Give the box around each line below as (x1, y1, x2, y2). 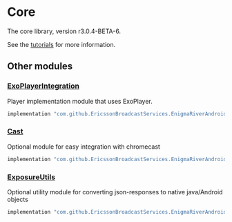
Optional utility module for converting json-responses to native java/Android (7, 187, 223, 196)
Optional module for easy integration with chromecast (7, 142, 161, 151)
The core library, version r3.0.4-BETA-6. (7, 27, 122, 35)
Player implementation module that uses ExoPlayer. (7, 97, 153, 105)
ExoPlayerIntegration (7, 81, 79, 91)
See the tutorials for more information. (7, 40, 116, 48)
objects (7, 195, 29, 203)
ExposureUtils (7, 172, 56, 182)
